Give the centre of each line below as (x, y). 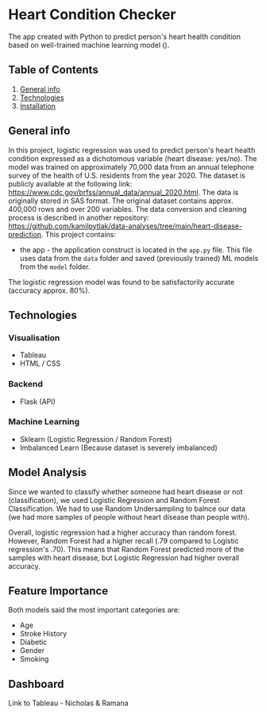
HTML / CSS (40, 363)
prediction (25, 234)
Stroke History (43, 634)
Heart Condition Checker (92, 15)
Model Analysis (48, 472)
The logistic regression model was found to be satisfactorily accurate (121, 282)
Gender (32, 651)
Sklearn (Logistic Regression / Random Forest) (96, 439)
